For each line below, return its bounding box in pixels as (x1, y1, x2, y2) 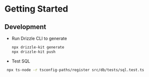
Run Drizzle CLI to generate (11, 35, 67, 41)
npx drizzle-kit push (11, 49, 56, 54)
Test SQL (11, 58, 30, 64)
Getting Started (4, 3, 69, 15)
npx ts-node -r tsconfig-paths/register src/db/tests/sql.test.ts (6, 67, 145, 72)
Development (4, 23, 47, 31)
